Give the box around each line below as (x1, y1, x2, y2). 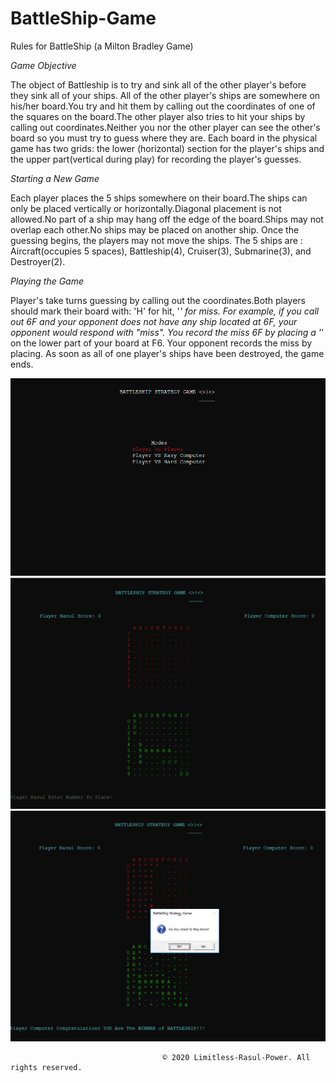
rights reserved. (10, 1063, 83, 1073)
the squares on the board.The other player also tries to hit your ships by (10, 110, 306, 122)
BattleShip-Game (10, 7, 157, 30)
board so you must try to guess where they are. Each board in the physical (10, 132, 318, 144)
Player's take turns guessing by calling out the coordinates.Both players (10, 294, 307, 306)
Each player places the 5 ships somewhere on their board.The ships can (10, 192, 308, 204)
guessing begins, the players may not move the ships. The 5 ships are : (10, 234, 303, 246)
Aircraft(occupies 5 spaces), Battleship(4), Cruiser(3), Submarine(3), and (10, 245, 312, 257)
